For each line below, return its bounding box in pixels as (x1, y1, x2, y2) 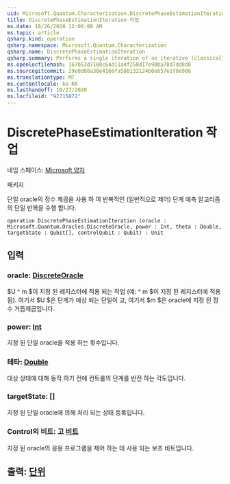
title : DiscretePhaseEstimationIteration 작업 (7, 16, 140, 23)
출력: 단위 (7, 466, 46, 478)
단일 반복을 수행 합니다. (14, 203, 77, 211)
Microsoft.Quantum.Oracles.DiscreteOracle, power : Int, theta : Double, (7, 223, 222, 230)
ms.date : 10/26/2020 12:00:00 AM (7, 23, 103, 30)
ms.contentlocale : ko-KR (7, 80, 78, 87)
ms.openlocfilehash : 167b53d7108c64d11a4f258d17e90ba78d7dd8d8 (7, 61, 192, 68)
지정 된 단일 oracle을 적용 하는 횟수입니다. (7, 338, 120, 347)
